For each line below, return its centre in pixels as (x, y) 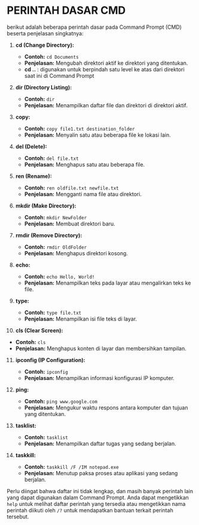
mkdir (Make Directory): (46, 206)
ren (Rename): (34, 176)
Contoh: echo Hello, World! (59, 276)
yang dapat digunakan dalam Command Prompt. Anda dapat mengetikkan (98, 497)
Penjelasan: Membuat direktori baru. (70, 224)
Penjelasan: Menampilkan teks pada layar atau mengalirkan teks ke (108, 283)
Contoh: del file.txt (52, 158)
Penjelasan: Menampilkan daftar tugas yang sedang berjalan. (100, 443)
